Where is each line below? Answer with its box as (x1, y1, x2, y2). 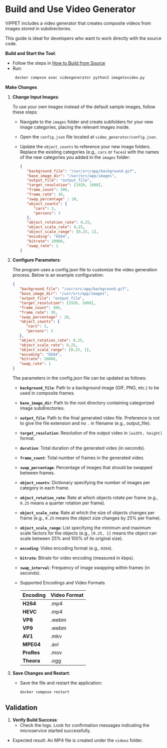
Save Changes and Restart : (12, 670, 70, 676)
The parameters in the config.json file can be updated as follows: (12, 375, 146, 381)
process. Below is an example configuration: (12, 272, 104, 278)
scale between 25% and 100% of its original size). (19, 536, 123, 542)
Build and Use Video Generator (5, 4, 136, 15)
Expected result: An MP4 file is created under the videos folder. (12, 737, 143, 743)
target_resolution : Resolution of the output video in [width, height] (19, 430, 162, 436)
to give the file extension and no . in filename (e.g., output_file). (19, 420, 151, 426)
